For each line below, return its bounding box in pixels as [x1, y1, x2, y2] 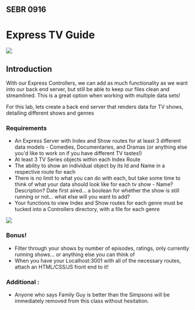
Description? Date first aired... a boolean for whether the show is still [14, 187, 180, 194]
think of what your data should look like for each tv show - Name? [14, 181, 173, 188]
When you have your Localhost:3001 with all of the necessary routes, [14, 257, 181, 264]
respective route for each [14, 168, 76, 175]
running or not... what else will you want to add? [14, 193, 130, 201]
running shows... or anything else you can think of [14, 251, 135, 258]
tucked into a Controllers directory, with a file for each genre [14, 206, 160, 213]
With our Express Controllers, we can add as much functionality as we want [6, 80, 188, 87]
